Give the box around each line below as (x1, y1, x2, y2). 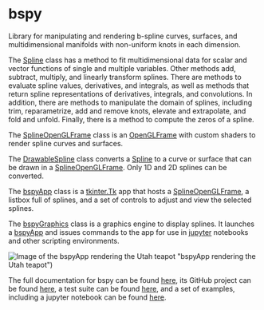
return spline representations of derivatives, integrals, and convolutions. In (8, 89, 253, 98)
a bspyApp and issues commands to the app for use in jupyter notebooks (8, 227, 249, 236)
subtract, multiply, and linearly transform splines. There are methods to (8, 72, 242, 81)
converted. (8, 171, 44, 181)
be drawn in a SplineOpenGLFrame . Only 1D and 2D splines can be (8, 162, 227, 172)
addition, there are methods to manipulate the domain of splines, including (8, 97, 253, 107)
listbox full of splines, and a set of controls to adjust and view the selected (8, 195, 252, 205)
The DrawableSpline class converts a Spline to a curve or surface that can (8, 153, 253, 164)
